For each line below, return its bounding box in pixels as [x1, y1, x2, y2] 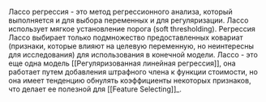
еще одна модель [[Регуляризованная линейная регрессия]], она [8, 58, 237, 68]
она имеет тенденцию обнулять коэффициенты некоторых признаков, [8, 76, 251, 85]
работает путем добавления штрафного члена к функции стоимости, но [8, 67, 258, 76]
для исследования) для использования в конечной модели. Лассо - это [8, 50, 258, 59]
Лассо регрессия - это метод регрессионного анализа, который [8, 7, 233, 16]
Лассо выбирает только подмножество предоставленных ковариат [8, 32, 243, 42]
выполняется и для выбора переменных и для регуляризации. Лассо [8, 15, 249, 25]
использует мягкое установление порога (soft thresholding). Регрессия [8, 24, 255, 33]
